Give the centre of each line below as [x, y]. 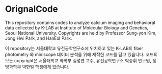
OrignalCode [31, 9]
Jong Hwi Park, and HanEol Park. [39, 38]
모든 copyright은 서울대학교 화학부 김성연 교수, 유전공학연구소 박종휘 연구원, [78, 60]
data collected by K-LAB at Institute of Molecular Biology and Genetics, [77, 27]
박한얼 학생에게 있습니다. [46, 67]
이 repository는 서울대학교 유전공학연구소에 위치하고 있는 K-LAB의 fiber [74, 48]
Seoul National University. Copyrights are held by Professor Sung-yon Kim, [81, 33]
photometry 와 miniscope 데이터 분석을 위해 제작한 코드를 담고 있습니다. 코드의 [81, 54]
